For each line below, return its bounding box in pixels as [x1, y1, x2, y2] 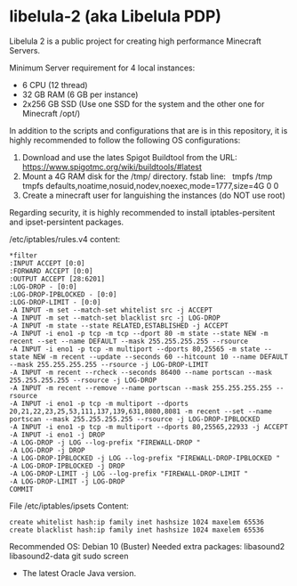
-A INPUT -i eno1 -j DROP [9, 430, 105, 439]
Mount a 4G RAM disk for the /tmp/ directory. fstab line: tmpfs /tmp [21, 171, 273, 182]
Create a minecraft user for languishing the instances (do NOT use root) [21, 190, 286, 200]
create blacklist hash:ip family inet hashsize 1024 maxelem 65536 [9, 525, 265, 534]
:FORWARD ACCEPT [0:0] [9, 266, 93, 275]
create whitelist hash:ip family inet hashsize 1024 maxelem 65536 [9, 517, 265, 526]
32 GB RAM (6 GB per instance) [21, 89, 139, 100]
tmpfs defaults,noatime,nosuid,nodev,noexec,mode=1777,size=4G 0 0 [21, 180, 279, 191]
